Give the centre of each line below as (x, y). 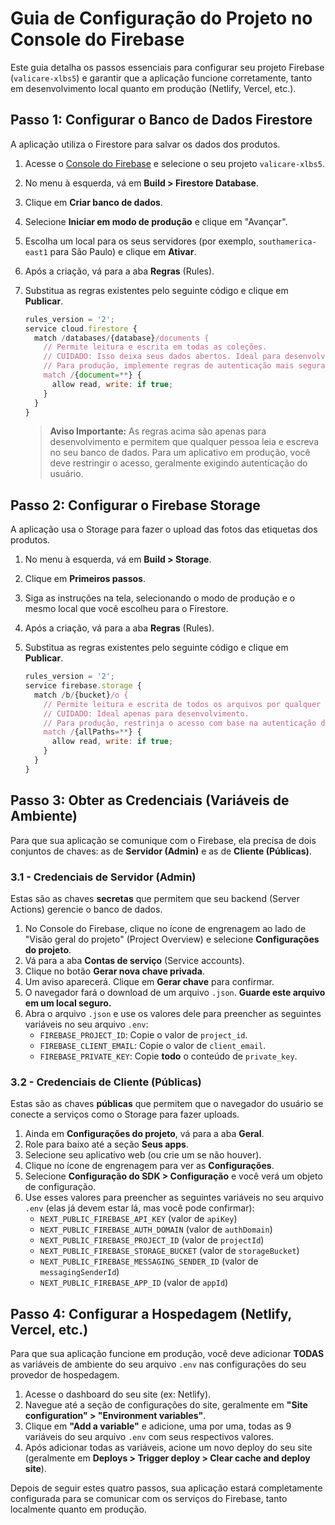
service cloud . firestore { (81, 328)
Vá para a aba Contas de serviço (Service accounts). (134, 960)
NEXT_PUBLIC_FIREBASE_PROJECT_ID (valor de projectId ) (152, 1240)
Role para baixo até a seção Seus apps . (106, 1144)
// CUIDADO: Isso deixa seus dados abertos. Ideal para (162, 357)
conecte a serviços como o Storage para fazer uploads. (125, 1114)
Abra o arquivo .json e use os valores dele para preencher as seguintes (173, 1013)
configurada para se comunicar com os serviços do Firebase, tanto (149, 1499)
